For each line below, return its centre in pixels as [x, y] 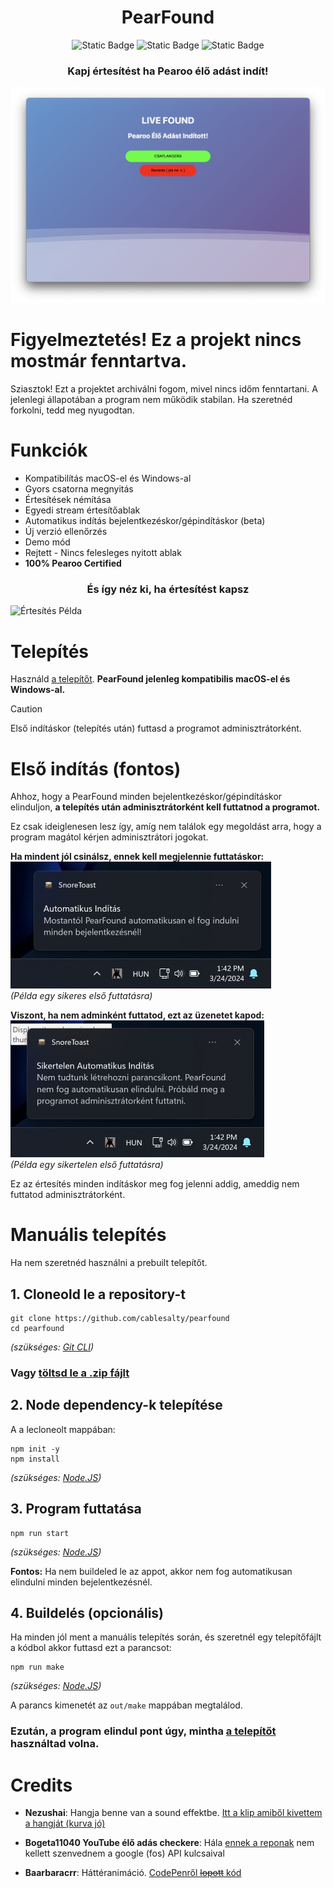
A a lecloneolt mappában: [63, 1429]
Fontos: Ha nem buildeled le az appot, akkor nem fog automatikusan [151, 1571]
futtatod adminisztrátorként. [68, 1195]
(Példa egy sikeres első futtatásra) [81, 996]
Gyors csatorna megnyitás [79, 489]
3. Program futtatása [76, 1509]
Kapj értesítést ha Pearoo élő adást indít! [168, 71]
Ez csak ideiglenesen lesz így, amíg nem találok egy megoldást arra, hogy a [166, 827]
